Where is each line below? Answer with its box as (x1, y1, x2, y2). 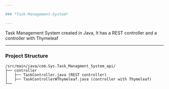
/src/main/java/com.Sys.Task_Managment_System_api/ (5, 63, 116, 68)
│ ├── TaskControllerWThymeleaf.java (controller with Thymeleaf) (5, 76, 152, 81)
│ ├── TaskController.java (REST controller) (5, 72, 107, 77)
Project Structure (5, 52, 48, 59)
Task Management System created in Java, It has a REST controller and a (5, 29, 157, 35)
